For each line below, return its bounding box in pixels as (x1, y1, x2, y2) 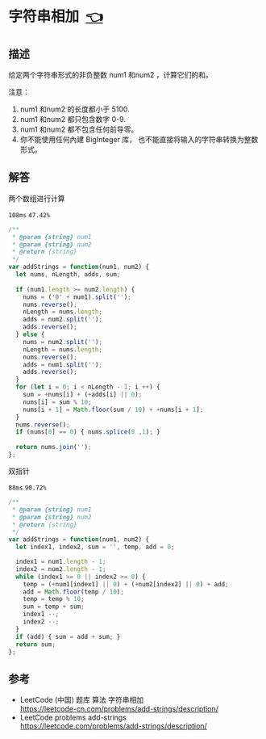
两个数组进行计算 (8, 193, 65, 203)
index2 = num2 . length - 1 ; (15, 565, 106, 573)
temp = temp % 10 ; (23, 595, 85, 603)
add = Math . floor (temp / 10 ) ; (23, 587, 125, 596)
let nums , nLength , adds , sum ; (15, 271, 121, 279)
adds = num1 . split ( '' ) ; (23, 360, 103, 368)
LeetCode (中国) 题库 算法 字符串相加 (19, 695, 143, 705)
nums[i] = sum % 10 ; (23, 397, 92, 406)
